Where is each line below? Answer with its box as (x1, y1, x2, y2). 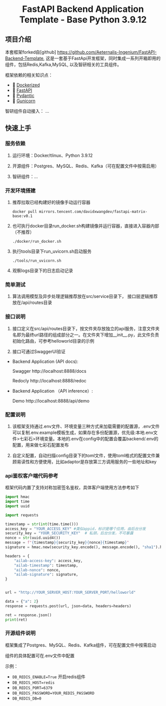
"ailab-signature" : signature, (14, 572, 79, 577)
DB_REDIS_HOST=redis (12, 680, 55, 685)
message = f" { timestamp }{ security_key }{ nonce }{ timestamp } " (5, 540, 129, 545)
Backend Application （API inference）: (12, 388, 93, 394)
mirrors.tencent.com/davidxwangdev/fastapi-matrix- (39, 209, 148, 214)
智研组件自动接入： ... (5, 108, 49, 114)
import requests (5, 512, 39, 517)
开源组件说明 (5, 630, 36, 636)
